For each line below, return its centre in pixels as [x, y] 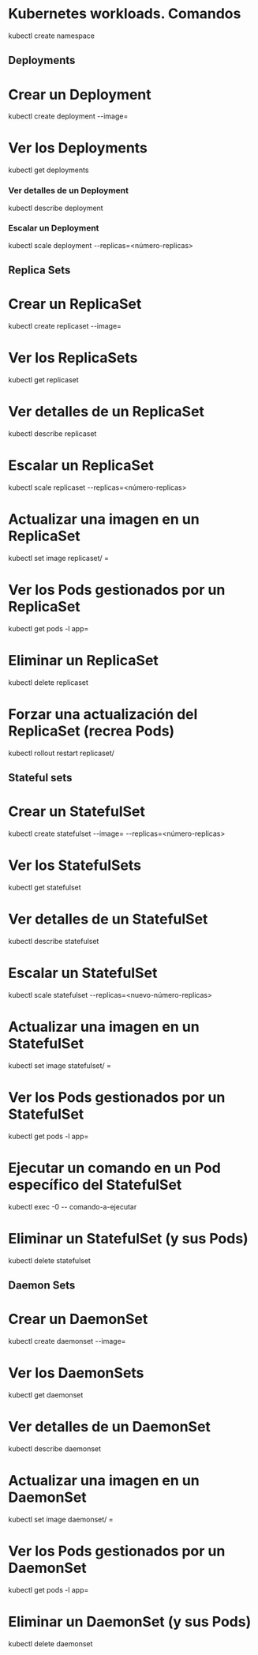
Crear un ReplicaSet [75, 304]
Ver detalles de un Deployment [68, 190]
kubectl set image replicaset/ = [58, 558]
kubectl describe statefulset [54, 941]
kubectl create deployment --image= [68, 116]
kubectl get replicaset [43, 380]
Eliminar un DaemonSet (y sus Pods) [130, 1621]
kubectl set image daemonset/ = [61, 1519]
